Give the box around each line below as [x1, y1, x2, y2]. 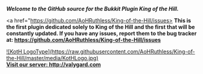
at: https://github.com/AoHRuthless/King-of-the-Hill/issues [6, 36, 161, 43]
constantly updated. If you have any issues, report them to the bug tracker [6, 30, 197, 37]
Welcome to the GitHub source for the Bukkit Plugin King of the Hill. [6, 5, 179, 12]
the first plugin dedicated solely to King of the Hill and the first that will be [6, 24, 195, 30]
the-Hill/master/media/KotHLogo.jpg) [6, 55, 98, 61]
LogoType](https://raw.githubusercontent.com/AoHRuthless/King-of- [23, 48, 195, 55]
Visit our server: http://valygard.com [6, 61, 101, 68]
